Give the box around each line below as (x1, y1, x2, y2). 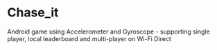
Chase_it (7, 5, 59, 21)
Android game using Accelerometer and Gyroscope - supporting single (7, 27, 210, 36)
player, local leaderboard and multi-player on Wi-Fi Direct (7, 34, 172, 42)
